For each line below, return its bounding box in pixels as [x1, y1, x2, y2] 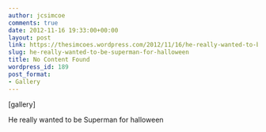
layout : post [8, 33, 51, 42]
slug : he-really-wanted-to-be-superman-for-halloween [8, 48, 190, 56]
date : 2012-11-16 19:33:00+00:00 [8, 26, 119, 34]
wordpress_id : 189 [8, 63, 69, 71]
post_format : [8, 70, 51, 78]
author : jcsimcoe [8, 11, 66, 20]
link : [8, 41, 26, 49]
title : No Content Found [8, 56, 90, 64]
